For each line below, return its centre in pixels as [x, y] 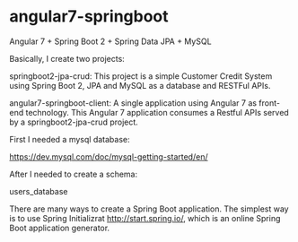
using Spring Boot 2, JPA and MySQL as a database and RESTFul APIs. [140, 85]
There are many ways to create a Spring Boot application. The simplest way [149, 209]
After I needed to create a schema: [74, 174]
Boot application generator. [60, 228]
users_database [39, 191]
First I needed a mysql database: [70, 139]
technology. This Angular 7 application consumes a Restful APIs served [157, 112]
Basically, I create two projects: [67, 58]
